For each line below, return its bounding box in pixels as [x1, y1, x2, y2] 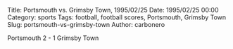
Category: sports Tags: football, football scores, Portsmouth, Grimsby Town [7, 13, 227, 21]
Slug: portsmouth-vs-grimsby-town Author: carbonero [7, 21, 165, 28]
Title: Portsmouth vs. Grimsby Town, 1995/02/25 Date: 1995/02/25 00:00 [7, 6, 219, 14]
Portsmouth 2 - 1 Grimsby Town [7, 34, 99, 42]
